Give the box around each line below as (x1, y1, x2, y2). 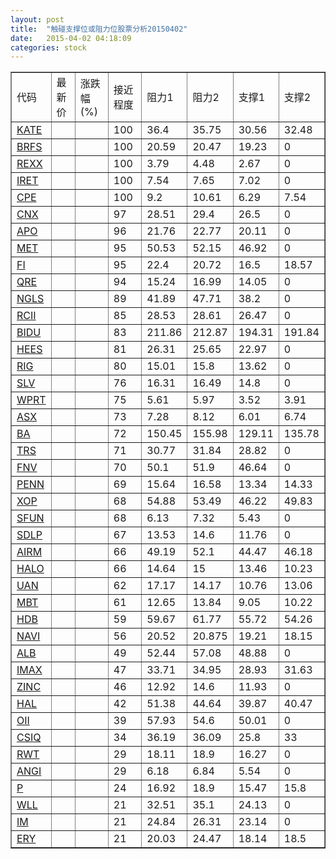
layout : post (10, 14, 65, 25)
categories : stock (10, 42, 87, 53)
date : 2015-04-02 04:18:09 (10, 33, 132, 43)
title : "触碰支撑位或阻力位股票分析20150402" (10, 24, 188, 34)
